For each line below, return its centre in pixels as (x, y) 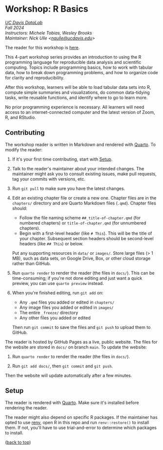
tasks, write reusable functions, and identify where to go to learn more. (76, 97)
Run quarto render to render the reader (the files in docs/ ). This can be (83, 273)
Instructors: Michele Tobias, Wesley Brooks (49, 33)
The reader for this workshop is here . (42, 47)
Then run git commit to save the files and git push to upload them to (81, 327)
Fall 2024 (15, 27)
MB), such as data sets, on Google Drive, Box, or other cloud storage (81, 258)
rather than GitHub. (31, 263)
